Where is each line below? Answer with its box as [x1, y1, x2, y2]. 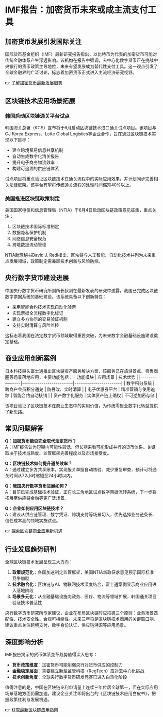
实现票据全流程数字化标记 [12, 310, 64, 316]
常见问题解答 [5, 424, 44, 433]
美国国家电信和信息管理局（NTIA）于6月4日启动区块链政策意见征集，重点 [5, 207, 152, 213]
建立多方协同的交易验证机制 [12, 316, 68, 322]
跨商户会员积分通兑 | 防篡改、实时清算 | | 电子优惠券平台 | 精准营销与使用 [5, 386, 151, 392]
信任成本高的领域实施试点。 [5, 518, 61, 524]
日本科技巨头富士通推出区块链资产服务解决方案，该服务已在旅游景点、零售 [5, 368, 154, 374]
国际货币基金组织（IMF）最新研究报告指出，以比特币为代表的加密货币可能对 [5, 52, 157, 57]
